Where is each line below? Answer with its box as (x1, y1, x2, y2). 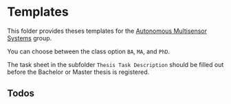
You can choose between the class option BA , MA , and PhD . (7, 47, 170, 55)
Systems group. (7, 34, 52, 42)
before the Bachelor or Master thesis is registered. (7, 68, 150, 76)
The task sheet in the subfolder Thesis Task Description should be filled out (7, 60, 224, 68)
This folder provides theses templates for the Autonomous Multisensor (7, 27, 208, 35)
